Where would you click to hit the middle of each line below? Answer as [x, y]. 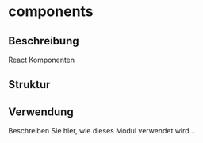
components [51, 12]
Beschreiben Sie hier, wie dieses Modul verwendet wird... [102, 131]
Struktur [29, 85]
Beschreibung [44, 41]
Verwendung [41, 112]
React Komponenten [42, 60]
